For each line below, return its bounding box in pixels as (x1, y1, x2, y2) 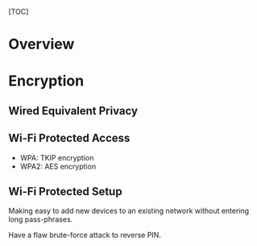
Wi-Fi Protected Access (8, 131, 131, 145)
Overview (8, 35, 75, 53)
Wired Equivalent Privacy (8, 104, 139, 118)
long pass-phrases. (8, 215, 73, 224)
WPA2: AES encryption (19, 161, 97, 171)
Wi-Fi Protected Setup (8, 185, 122, 198)
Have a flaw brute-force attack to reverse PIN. (8, 230, 161, 240)
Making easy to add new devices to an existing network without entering (8, 206, 250, 216)
